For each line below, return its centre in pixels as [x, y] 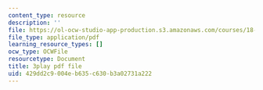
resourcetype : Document [47, 59]
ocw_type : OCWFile [38, 52]
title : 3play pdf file [45, 67]
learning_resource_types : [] [56, 45]
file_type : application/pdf [54, 37]
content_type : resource [47, 15]
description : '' [34, 23]
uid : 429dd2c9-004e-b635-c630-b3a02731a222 [80, 74]
